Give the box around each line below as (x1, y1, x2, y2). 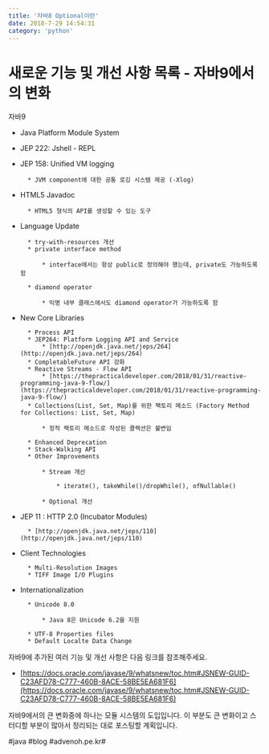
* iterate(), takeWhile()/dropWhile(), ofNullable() (55, 483, 237, 491)
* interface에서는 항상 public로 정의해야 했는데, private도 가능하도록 (41, 261, 259, 269)
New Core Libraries (19, 313, 84, 323)
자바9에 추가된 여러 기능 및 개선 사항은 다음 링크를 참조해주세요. (8, 652, 207, 662)
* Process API (27, 328, 75, 337)
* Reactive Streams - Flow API (27, 365, 132, 373)
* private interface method (27, 246, 122, 254)
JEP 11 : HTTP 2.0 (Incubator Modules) (19, 511, 148, 522)
